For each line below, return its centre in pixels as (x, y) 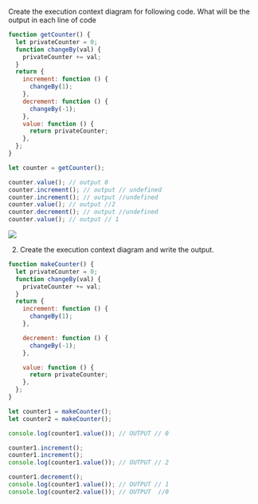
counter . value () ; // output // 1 (64, 220)
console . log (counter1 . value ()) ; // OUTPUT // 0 (89, 433)
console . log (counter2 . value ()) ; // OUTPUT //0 (89, 492)
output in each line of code (53, 20)
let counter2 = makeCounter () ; (60, 419)
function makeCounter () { (51, 264)
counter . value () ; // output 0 (59, 182)
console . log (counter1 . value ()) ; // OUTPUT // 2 (89, 462)
